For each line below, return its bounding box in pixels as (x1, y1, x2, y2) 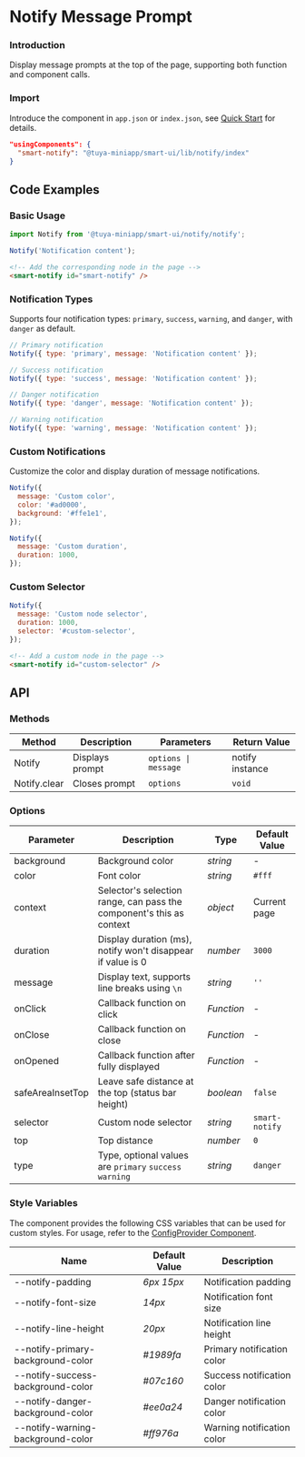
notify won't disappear (97, 944, 194, 957)
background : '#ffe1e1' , (17, 508, 107, 517)
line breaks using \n (97, 982, 182, 995)
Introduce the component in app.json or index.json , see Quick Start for (9, 112, 276, 124)
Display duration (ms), (97, 933, 192, 946)
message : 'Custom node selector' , (17, 609, 148, 619)
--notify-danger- (14, 1394, 93, 1407)
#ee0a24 (143, 1401, 183, 1413)
